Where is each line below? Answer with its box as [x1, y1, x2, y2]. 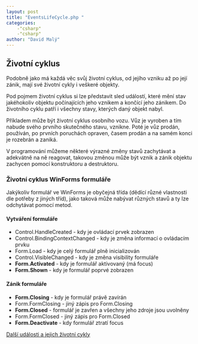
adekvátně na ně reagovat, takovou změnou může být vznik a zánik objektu [6, 154, 193, 161]
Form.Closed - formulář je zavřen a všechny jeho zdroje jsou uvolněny [14, 306, 190, 313]
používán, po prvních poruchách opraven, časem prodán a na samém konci [6, 129, 193, 136]
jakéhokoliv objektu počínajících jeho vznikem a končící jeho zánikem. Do [6, 99, 187, 106]
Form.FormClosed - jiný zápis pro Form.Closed [14, 312, 130, 320]
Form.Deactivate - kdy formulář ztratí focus [14, 319, 124, 326]
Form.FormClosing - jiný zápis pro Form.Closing [14, 300, 133, 307]
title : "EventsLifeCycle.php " [6, 14, 84, 20]
